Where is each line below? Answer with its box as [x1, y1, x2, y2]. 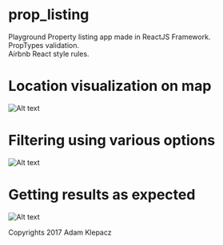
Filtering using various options [8, 132, 216, 149]
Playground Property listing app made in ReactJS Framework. [8, 32, 211, 41]
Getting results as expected [8, 186, 196, 204]
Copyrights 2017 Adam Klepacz [8, 227, 112, 237]
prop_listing [8, 6, 90, 24]
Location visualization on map [8, 77, 212, 95]
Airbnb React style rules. [8, 49, 90, 58]
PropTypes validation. [8, 40, 80, 49]
